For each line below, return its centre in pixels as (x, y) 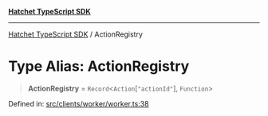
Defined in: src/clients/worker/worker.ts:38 (79, 103)
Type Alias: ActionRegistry (99, 66)
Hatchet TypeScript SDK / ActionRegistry (76, 34)
